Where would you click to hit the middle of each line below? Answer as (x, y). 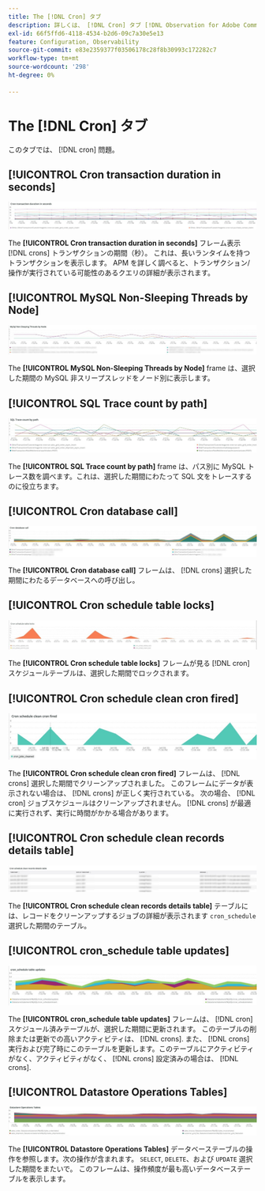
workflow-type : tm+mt (44, 59)
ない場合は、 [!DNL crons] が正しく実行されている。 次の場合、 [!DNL (142, 793)
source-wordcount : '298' (49, 67)
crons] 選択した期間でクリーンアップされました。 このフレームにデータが (127, 784)
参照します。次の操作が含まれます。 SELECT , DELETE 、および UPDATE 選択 (137, 1159)
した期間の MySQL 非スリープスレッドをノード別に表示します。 (111, 378)
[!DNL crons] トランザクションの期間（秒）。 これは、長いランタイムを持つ (129, 252)
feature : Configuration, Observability (74, 42)
